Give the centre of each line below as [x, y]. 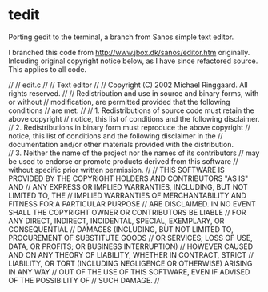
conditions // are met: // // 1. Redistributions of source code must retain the [131, 110]
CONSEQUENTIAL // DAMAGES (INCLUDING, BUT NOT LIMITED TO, [121, 229]
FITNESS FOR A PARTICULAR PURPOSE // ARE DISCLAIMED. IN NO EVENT [132, 204]
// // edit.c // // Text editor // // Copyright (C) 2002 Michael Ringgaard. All [128, 85]
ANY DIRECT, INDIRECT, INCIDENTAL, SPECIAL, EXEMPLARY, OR [116, 221]
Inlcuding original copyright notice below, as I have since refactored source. [133, 61]
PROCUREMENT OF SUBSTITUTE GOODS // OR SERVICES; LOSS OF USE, [131, 238]
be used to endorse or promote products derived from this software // [123, 161]
